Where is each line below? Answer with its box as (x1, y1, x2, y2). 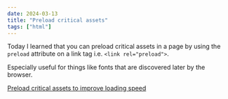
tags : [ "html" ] (7, 23, 52, 30)
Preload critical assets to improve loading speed (7, 84, 147, 93)
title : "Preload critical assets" (7, 17, 109, 24)
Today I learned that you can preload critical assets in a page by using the (7, 43, 221, 51)
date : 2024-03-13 (7, 10, 58, 17)
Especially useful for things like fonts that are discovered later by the (7, 63, 206, 72)
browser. (7, 70, 33, 79)
